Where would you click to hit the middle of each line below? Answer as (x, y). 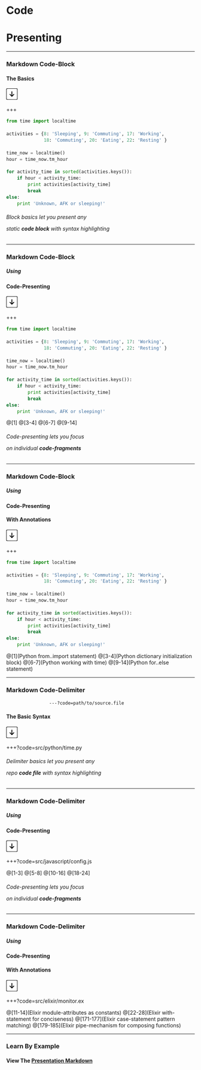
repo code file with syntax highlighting (54, 773)
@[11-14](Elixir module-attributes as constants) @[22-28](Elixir (83, 1012)
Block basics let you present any (46, 217)
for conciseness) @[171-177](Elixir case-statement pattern (103, 1019)
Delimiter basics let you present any (51, 761)
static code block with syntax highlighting (58, 229)
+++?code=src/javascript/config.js (49, 862)
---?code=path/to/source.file (86, 703)
